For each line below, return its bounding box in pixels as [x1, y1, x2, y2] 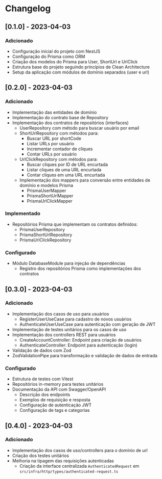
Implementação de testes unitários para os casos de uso [12, 326, 127, 332]
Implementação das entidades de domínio [12, 109, 97, 115]
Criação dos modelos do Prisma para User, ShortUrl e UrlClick [12, 58, 138, 64]
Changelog [5, 3, 51, 14]
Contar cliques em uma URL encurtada [26, 172, 105, 178]
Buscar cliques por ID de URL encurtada [26, 161, 108, 167]
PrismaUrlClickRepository [19, 237, 71, 243]
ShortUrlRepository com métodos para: [19, 130, 99, 136]
